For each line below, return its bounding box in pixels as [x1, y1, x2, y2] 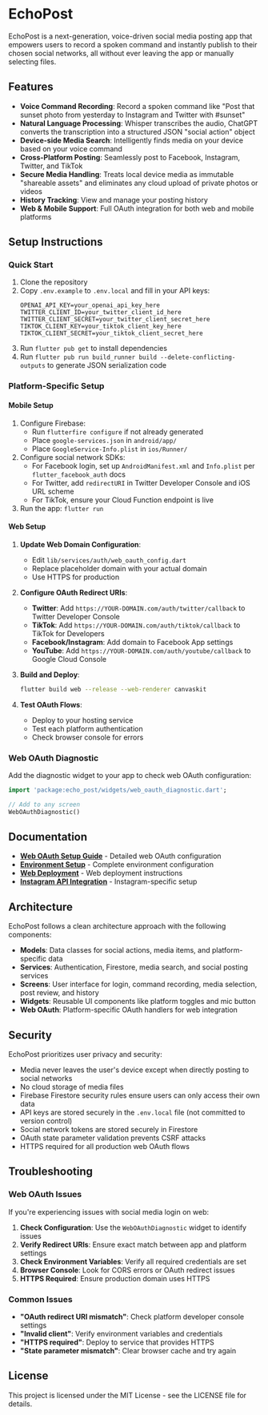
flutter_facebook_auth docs [31, 470, 126, 479]
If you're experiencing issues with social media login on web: [8, 1207, 210, 1216]
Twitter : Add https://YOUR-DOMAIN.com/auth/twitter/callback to [31, 603, 246, 613]
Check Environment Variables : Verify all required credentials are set [19, 1256, 246, 1266]
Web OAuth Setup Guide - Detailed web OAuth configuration [19, 851, 222, 861]
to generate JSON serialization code [46, 361, 166, 370]
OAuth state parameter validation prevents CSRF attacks [19, 1133, 206, 1143]
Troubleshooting [8, 1165, 94, 1179]
